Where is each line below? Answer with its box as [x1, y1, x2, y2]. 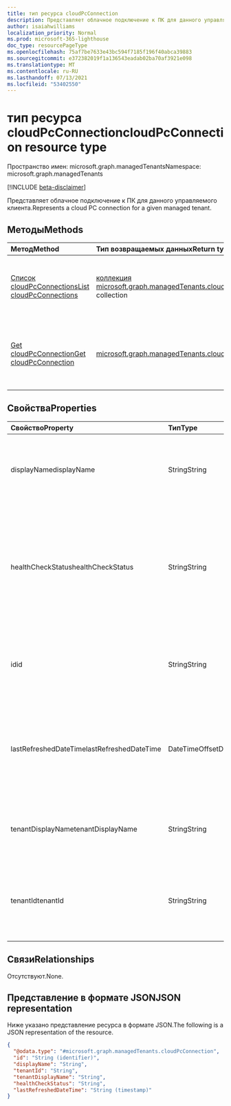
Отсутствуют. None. [7, 972, 64, 980]
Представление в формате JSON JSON [7, 992, 181, 1004]
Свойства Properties [7, 403, 98, 414]
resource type [25, 139, 107, 155]
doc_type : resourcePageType [7, 42, 88, 49]
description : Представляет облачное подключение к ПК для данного [7, 17, 201, 23]
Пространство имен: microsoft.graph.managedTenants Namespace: [7, 163, 201, 171]
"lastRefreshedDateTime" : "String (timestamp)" [13, 1087, 153, 1094]
